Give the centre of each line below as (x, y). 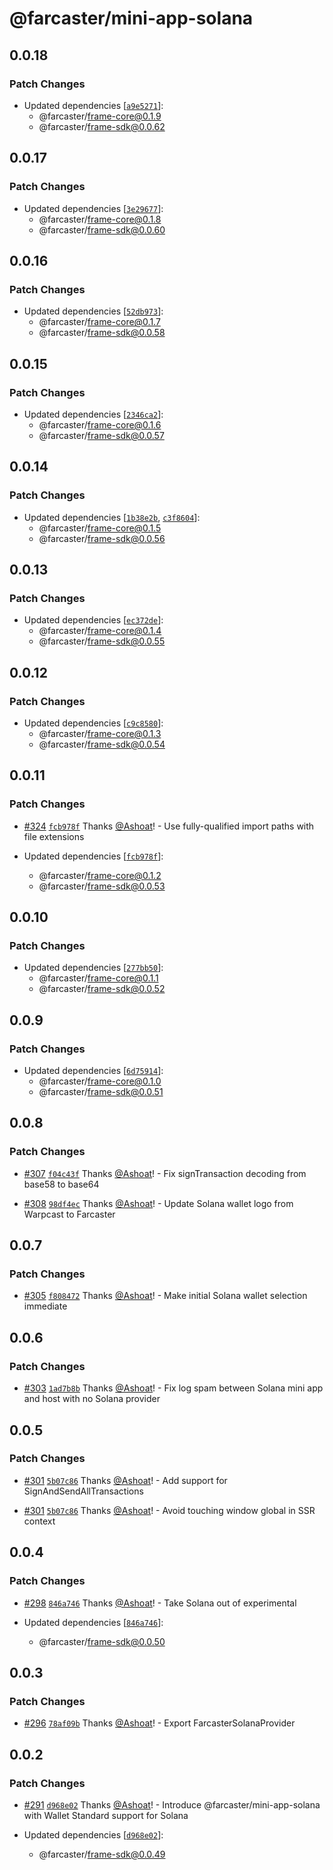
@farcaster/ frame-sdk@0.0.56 (102, 538)
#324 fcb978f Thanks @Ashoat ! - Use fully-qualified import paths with (169, 826)
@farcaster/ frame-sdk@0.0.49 (102, 1854)
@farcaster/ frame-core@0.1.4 (100, 631)
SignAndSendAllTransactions (83, 1491)
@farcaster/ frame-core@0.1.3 (100, 733)
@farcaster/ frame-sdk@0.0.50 (102, 1641)
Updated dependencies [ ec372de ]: (93, 620)
